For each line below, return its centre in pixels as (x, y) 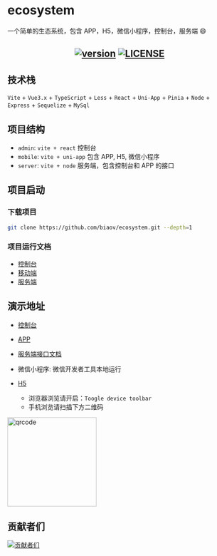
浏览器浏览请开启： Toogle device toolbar (90, 398)
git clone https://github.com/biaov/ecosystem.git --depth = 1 (100, 227)
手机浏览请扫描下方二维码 (66, 407)
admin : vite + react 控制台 (57, 148)
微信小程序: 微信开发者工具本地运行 (69, 369)
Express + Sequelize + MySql (49, 105)
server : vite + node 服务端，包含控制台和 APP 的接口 (96, 165)
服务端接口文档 (39, 354)
